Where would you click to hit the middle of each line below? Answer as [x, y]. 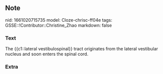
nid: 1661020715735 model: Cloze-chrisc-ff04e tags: [59, 20]
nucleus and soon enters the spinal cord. [47, 54]
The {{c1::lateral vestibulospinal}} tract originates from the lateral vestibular [82, 49]
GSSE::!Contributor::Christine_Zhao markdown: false [59, 25]
